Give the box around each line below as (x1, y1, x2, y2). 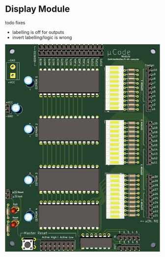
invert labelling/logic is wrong (12, 34, 72, 40)
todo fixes (5, 20, 26, 26)
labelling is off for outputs (12, 29, 64, 35)
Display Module (5, 3, 70, 15)
